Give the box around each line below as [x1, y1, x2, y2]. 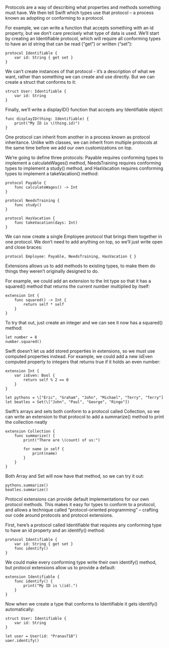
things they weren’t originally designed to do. [5, 268, 99, 274]
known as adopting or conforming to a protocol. [5, 15, 104, 21]
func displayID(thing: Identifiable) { [5, 116, 89, 121]
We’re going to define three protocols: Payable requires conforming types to [5, 155, 163, 161]
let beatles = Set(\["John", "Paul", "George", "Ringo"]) [5, 400, 130, 405]
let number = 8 [5, 335, 37, 340]
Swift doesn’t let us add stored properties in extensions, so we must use [5, 348, 155, 354]
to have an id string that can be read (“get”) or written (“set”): [5, 41, 133, 47]
